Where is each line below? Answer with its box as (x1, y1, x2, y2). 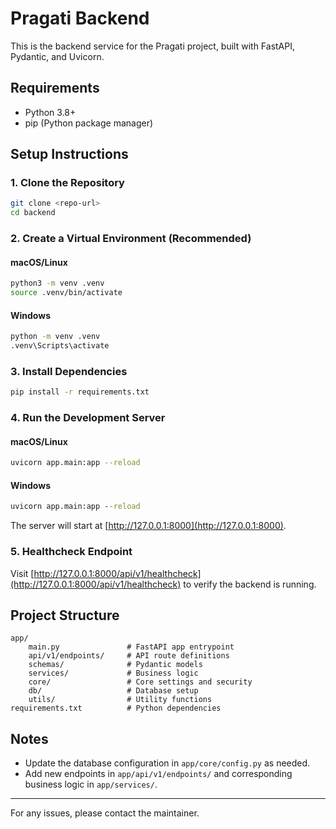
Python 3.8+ (24, 106, 77, 118)
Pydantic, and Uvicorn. (10, 50, 105, 62)
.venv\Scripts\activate (10, 341, 110, 351)
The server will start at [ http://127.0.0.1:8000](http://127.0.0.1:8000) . (10, 520, 287, 532)
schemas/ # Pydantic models (28, 660, 203, 670)
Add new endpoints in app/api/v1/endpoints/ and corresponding (24, 768, 293, 780)
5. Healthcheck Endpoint (10, 545, 133, 559)
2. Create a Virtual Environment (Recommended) (10, 232, 252, 246)
